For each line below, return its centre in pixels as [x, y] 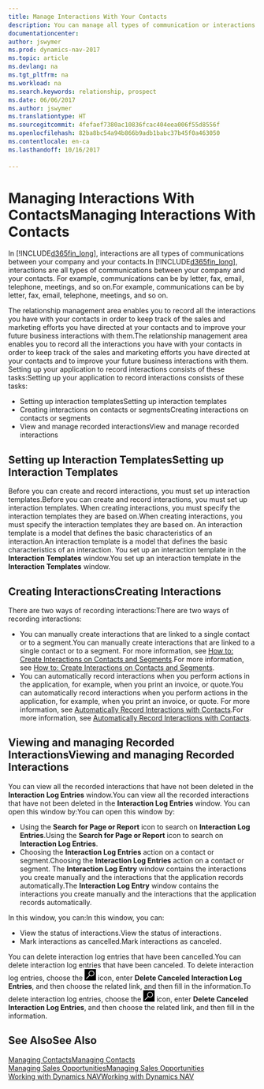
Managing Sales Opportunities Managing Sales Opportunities [106, 1068]
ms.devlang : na [33, 67]
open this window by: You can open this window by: [91, 811]
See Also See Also [52, 1040]
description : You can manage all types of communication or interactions [132, 25]
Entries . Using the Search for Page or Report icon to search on [121, 835]
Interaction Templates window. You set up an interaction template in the [125, 558]
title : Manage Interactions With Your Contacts [88, 17]
